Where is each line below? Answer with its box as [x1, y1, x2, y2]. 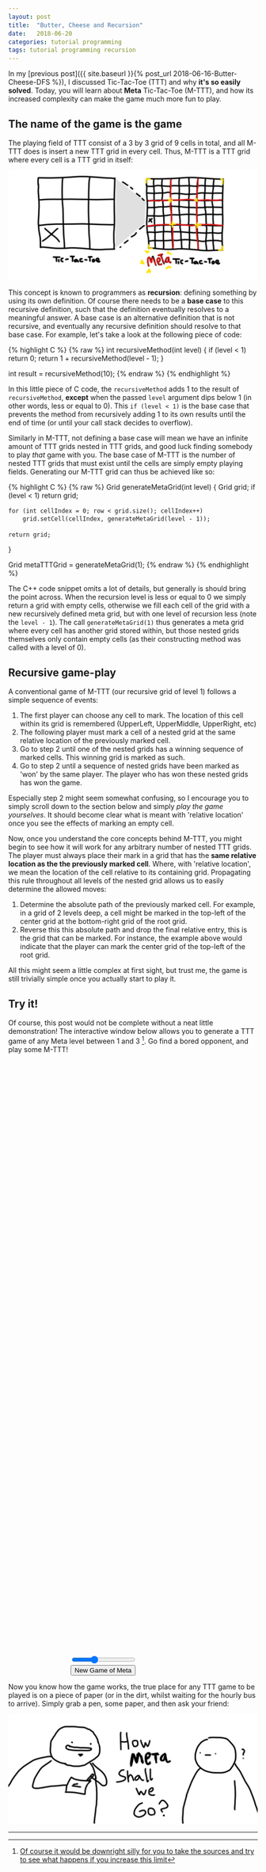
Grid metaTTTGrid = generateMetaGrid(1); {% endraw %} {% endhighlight [8, 560, 249, 570]
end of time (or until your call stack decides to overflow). [8, 418, 193, 428]
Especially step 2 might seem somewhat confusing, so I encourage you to [8, 793, 249, 803]
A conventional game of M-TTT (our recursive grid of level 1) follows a [8, 687, 237, 696]
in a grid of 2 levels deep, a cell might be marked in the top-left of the [19, 908, 247, 918]
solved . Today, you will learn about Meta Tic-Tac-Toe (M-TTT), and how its [8, 86, 254, 95]
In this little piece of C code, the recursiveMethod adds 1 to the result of [8, 384, 240, 394]
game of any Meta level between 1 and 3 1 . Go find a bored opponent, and [8, 1035, 249, 1046]
